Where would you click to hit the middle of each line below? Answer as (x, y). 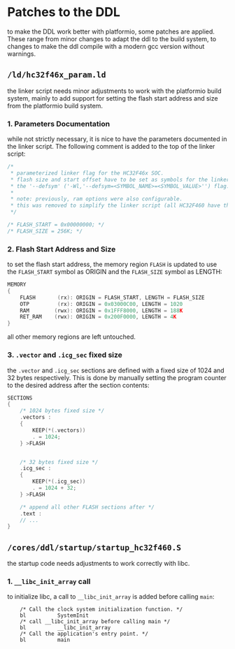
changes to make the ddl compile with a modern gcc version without (106, 46)
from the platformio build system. (55, 105)
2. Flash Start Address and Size (62, 249)
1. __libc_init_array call (49, 582)
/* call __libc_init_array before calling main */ (95, 622)
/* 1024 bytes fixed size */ (62, 411)
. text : (31, 513)
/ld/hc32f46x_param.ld (57, 75)
